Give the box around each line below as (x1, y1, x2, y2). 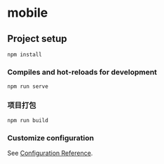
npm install (7, 51, 42, 58)
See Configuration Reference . (7, 149, 93, 157)
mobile (7, 5, 48, 21)
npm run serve (7, 83, 49, 90)
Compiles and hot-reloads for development (7, 67, 158, 77)
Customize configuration (7, 133, 95, 142)
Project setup (7, 33, 68, 45)
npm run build (7, 117, 49, 124)
